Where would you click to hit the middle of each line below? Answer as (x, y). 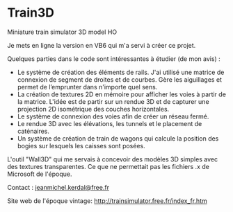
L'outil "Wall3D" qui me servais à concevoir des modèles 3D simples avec (112, 159)
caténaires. (33, 131)
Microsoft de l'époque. (40, 174)
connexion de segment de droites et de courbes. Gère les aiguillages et (120, 79)
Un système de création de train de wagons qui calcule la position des (118, 138)
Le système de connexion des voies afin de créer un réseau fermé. (113, 116)
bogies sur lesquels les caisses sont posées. (81, 145)
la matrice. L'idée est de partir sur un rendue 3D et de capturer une (113, 101)
